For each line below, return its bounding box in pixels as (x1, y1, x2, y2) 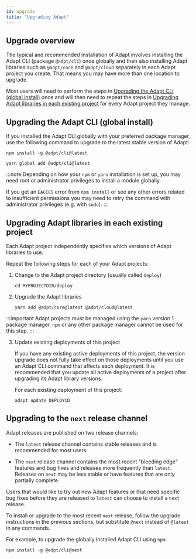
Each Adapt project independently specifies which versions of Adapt (6, 242, 171, 249)
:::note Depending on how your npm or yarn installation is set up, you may (6, 171, 181, 178)
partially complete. (14, 476, 60, 484)
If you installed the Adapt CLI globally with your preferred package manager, (6, 133, 190, 140)
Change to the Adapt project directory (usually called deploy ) (14, 271, 162, 279)
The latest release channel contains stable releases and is (14, 441, 157, 448)
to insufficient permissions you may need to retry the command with (6, 195, 171, 202)
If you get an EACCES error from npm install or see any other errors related (6, 188, 185, 195)
